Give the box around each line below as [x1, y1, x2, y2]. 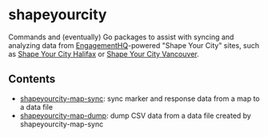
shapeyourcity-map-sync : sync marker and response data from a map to [19, 94, 260, 103]
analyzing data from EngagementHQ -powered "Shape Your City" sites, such [8, 40, 260, 50]
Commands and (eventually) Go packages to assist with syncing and [8, 32, 234, 42]
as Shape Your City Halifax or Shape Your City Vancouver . [8, 49, 199, 58]
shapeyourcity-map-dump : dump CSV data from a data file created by [19, 111, 252, 120]
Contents [8, 72, 56, 86]
